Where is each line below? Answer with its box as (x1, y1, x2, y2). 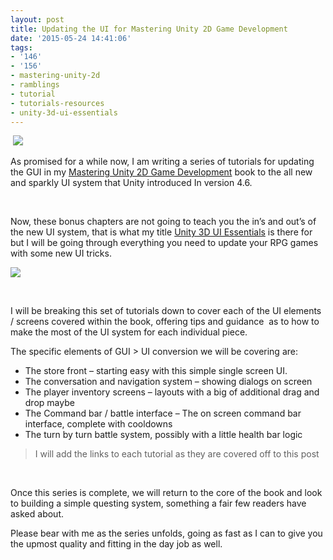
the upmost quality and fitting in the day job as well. (10, 538, 223, 550)
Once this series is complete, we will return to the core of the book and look (10, 487, 323, 499)
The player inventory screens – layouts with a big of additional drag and (24, 386, 320, 398)
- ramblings (10, 80, 60, 90)
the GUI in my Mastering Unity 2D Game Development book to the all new (10, 166, 313, 178)
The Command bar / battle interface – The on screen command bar (24, 407, 302, 420)
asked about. (10, 508, 65, 520)
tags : (10, 42, 33, 53)
